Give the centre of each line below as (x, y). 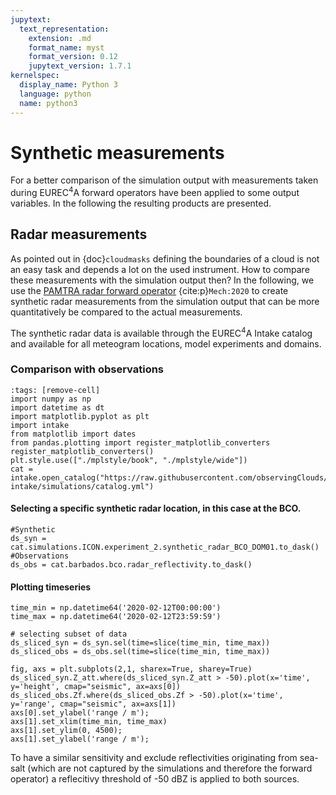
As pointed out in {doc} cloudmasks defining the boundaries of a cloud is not (165, 258)
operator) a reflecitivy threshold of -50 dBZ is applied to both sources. (155, 779)
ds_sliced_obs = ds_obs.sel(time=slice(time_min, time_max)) (140, 652)
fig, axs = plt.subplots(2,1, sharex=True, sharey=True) (131, 669)
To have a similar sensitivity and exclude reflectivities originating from (154, 758)
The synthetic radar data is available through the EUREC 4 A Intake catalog (161, 332)
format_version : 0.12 (73, 57)
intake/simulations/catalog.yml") (82, 486)
